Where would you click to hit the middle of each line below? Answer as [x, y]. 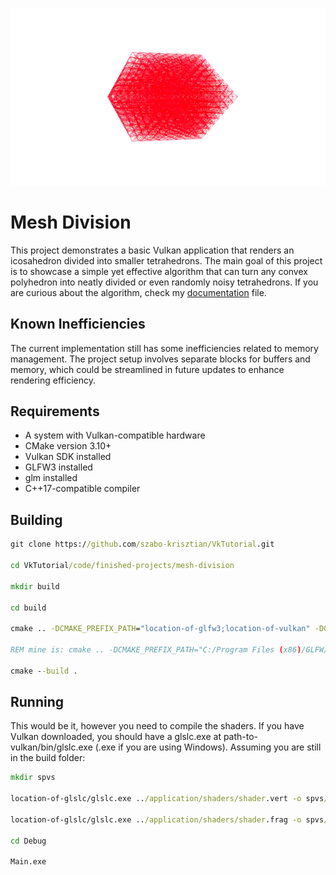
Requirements [55, 411]
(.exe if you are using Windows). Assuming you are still [208, 747]
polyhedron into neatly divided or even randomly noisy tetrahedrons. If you [164, 282]
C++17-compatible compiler [82, 489]
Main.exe [28, 862]
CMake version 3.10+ [68, 446]
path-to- [241, 737]
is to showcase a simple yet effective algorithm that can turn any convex [159, 271]
